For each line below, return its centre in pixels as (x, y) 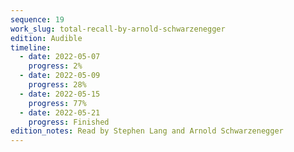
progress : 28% (57, 85)
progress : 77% (57, 103)
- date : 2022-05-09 (60, 76)
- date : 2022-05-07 (60, 57)
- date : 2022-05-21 (60, 112)
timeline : (31, 47)
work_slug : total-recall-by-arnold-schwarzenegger (118, 29)
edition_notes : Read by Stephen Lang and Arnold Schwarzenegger (147, 131)
